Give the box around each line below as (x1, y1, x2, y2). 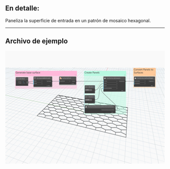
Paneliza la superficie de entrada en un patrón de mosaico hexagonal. (5, 17, 151, 23)
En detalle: (5, 4, 39, 13)
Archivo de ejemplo (5, 37, 68, 46)
